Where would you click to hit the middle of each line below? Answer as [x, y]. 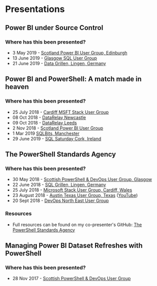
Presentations [35, 9]
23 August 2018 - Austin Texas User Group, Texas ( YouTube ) [75, 195]
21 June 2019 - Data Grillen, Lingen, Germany [59, 63]
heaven [17, 87]
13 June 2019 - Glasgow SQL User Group [55, 58]
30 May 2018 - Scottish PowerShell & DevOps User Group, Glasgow [82, 179]
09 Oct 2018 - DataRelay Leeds [45, 122]
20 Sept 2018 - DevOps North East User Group [60, 200]
